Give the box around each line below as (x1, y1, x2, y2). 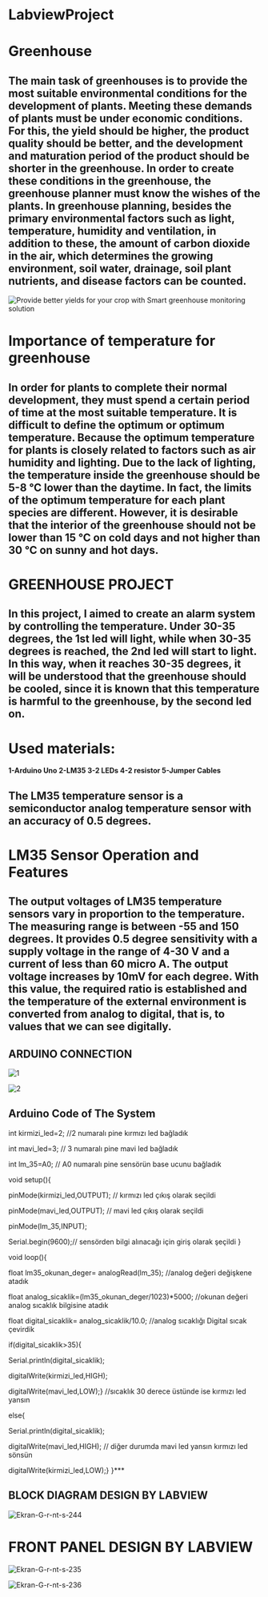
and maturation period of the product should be (8, 149, 250, 163)
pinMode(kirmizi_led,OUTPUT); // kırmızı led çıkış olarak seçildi (8, 1190, 216, 1200)
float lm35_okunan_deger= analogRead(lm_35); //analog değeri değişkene (8, 1267, 252, 1278)
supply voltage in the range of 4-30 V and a (8, 945, 230, 958)
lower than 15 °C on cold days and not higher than (8, 531, 261, 544)
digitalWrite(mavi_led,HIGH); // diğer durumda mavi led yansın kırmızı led (8, 1441, 248, 1451)
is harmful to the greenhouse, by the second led (8, 695, 252, 708)
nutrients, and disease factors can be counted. (8, 274, 247, 287)
